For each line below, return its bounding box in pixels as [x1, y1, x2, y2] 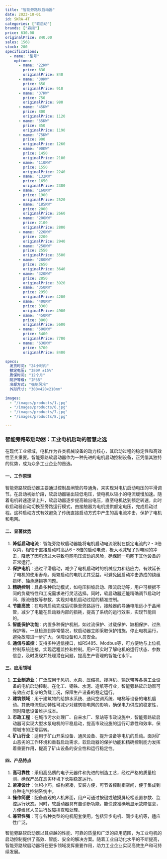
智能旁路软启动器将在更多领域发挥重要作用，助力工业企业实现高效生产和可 [5, 842, 158, 848]
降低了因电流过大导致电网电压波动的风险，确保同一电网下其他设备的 [21, 553, 161, 559]
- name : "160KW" [18, 188, 52, 193]
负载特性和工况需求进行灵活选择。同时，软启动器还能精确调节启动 [21, 590, 157, 596]
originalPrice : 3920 [23, 280, 66, 285]
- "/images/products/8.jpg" [9, 414, 68, 419]
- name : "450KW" [18, 313, 52, 318]
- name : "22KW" [18, 63, 50, 68]
